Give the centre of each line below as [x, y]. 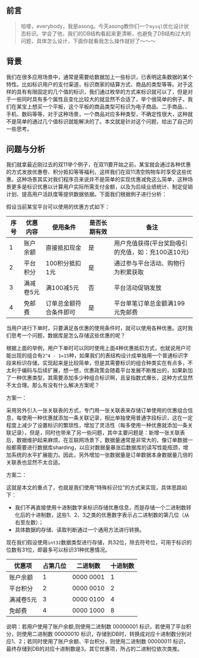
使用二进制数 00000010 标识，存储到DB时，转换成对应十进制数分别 [104, 634]
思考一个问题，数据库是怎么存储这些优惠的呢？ [68, 336]
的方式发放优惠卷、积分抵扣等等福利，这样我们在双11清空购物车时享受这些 [97, 172]
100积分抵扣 [63, 263]
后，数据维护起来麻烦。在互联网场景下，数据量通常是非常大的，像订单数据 [97, 440]
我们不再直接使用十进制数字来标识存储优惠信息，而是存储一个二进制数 [100, 508]
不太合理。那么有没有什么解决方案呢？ [53, 385]
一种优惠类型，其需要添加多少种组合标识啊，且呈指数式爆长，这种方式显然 [102, 378]
